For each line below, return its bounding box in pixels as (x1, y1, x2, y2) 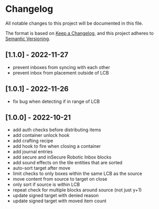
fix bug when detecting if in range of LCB (12, 98, 100, 104)
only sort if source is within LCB (12, 181, 81, 188)
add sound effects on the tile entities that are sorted (12, 160, 123, 166)
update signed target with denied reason (12, 193, 99, 199)
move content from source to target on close (12, 176, 108, 182)
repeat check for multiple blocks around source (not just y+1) (12, 187, 142, 193)
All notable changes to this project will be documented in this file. (5, 20, 144, 26)
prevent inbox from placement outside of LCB (12, 69, 109, 76)
